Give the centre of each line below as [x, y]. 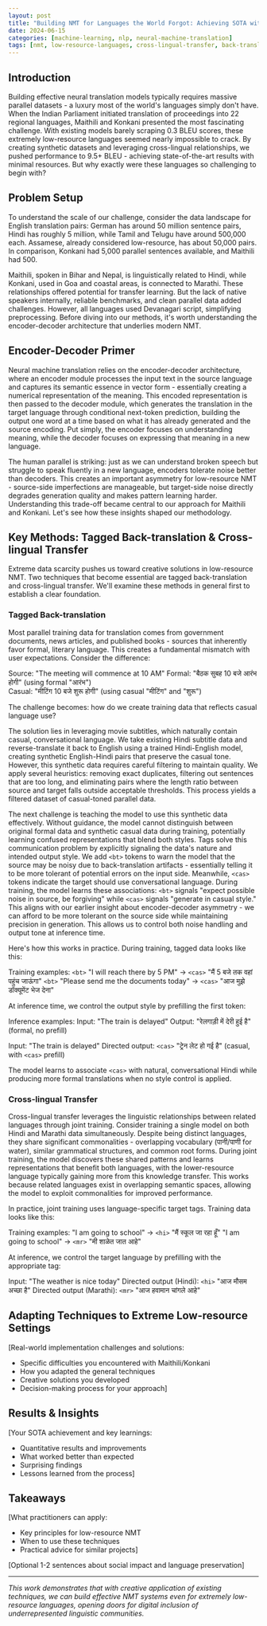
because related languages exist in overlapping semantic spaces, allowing [130, 1185]
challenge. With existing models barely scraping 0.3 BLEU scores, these [126, 130]
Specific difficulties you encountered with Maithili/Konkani [115, 1362]
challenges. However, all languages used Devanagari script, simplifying [125, 308]
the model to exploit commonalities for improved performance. [110, 1193]
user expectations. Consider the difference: [79, 657]
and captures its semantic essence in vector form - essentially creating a [128, 386]
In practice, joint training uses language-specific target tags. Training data [130, 1209]
